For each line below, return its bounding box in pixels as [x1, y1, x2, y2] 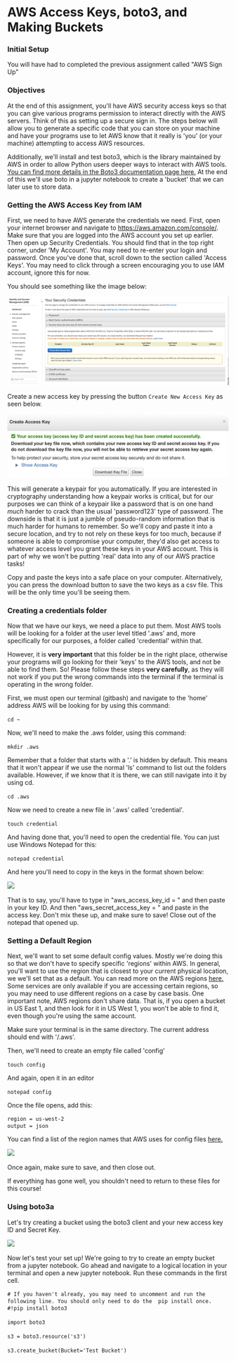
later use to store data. [7, 182, 72, 191]
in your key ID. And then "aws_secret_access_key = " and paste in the [7, 903, 209, 912]
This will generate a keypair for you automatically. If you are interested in [7, 484, 218, 493]
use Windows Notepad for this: [7, 840, 97, 849]
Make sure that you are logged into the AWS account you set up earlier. [7, 231, 214, 240]
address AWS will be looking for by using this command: [7, 702, 171, 709]
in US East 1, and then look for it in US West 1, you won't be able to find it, [7, 1005, 220, 1013]
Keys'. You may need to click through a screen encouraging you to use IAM [7, 261, 225, 270]
